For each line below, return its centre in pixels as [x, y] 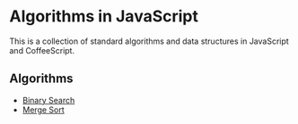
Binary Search [48, 100]
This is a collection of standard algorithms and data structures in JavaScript [149, 41]
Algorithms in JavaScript [104, 17]
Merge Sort [43, 110]
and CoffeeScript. [42, 50]
